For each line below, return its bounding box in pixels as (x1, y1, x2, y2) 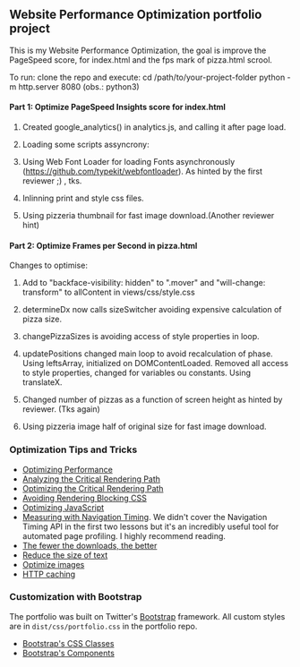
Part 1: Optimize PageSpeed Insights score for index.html (9, 102, 227, 113)
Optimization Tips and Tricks (9, 443, 138, 456)
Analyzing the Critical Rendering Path (21, 474, 161, 484)
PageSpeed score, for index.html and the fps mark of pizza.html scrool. (9, 54, 273, 65)
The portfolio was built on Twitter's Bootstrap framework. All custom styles (9, 611, 286, 621)
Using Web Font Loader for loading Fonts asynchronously (21, 157, 236, 167)
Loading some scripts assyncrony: (21, 139, 150, 150)
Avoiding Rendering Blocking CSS (21, 492, 148, 503)
